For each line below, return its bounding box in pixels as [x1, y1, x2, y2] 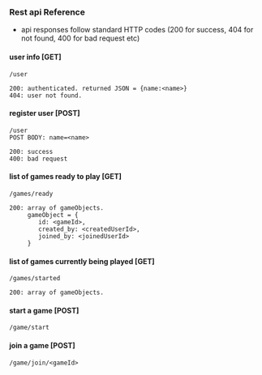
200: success [9, 147, 54, 156]
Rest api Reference [9, 6, 86, 18]
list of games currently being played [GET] [9, 256, 155, 266]
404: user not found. [9, 92, 83, 100]
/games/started [9, 275, 61, 283]
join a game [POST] [9, 340, 75, 350]
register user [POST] [9, 109, 80, 118]
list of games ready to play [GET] [9, 172, 122, 181]
